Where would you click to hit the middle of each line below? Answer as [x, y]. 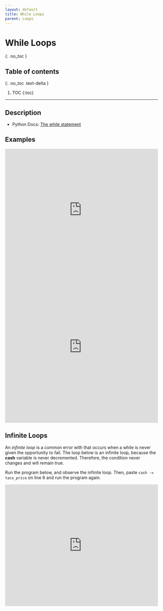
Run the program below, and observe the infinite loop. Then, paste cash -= [79, 472]
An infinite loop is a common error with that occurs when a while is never [78, 447]
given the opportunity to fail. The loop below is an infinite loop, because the [81, 452]
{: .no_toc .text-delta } [27, 83]
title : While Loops [25, 14]
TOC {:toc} [23, 93]
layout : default [21, 10]
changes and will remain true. [34, 463]
